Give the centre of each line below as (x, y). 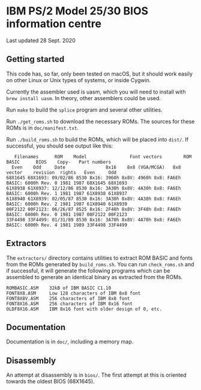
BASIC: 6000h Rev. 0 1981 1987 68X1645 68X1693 (67, 183)
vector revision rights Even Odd (61, 172)
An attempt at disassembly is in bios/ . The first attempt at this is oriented (97, 375)
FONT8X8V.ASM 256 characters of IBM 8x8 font (68, 298)
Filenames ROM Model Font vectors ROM (103, 157)
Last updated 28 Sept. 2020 (41, 40)
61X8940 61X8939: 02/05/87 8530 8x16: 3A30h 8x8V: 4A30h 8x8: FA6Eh (94, 199)
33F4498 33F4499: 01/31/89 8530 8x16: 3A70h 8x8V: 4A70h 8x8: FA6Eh (94, 220)
